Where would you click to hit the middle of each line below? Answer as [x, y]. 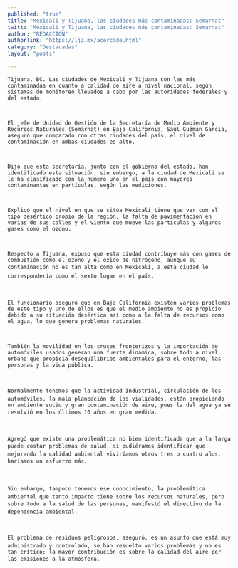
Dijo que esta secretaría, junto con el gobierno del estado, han [108, 167]
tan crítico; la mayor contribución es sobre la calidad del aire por [114, 552]
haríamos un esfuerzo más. [47, 461]
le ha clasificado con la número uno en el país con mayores [100, 179]
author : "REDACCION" [38, 34]
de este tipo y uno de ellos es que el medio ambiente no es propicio [114, 309]
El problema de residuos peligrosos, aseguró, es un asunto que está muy [119, 537]
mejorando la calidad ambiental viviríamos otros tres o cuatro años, [114, 454]
